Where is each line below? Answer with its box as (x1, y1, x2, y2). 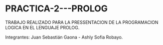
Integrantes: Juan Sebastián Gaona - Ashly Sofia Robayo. (5, 34, 123, 40)
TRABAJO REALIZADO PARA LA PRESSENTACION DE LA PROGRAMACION (5, 19, 159, 25)
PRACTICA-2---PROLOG (5, 3, 108, 14)
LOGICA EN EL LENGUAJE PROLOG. (5, 24, 80, 30)
